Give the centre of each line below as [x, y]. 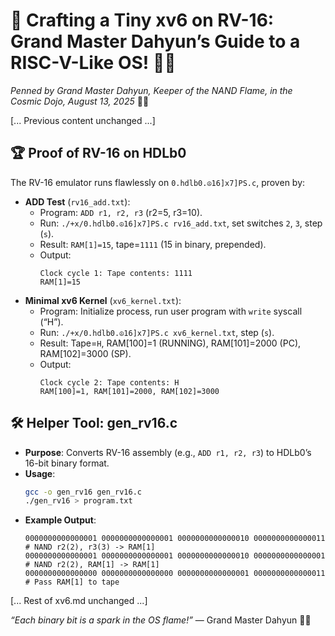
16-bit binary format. [67, 463]
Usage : [40, 473]
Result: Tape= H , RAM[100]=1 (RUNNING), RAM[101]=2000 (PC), [170, 343]
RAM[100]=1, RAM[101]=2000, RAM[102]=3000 [129, 391]
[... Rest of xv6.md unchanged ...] [79, 601]
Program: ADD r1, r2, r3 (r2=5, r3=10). [121, 212]
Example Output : [60, 520]
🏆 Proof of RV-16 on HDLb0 [98, 153]
